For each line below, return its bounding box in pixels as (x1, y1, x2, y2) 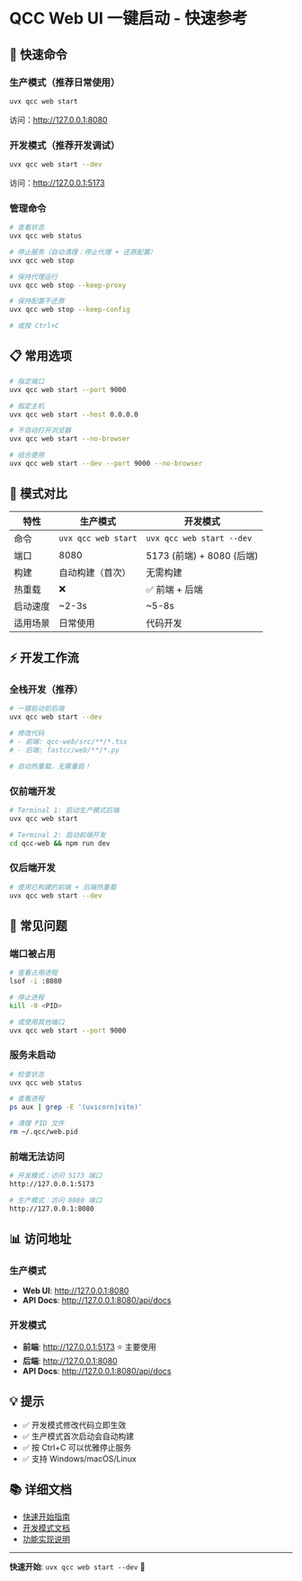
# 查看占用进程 (9, 969, 58, 978)
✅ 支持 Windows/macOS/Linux (22, 1453, 137, 1464)
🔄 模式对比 (9, 487, 67, 502)
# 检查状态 (9, 1069, 45, 1079)
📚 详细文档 (9, 1481, 73, 1497)
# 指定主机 (9, 401, 45, 410)
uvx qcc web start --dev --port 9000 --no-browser (9, 460, 203, 469)
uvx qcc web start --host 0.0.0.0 (9, 410, 139, 419)
